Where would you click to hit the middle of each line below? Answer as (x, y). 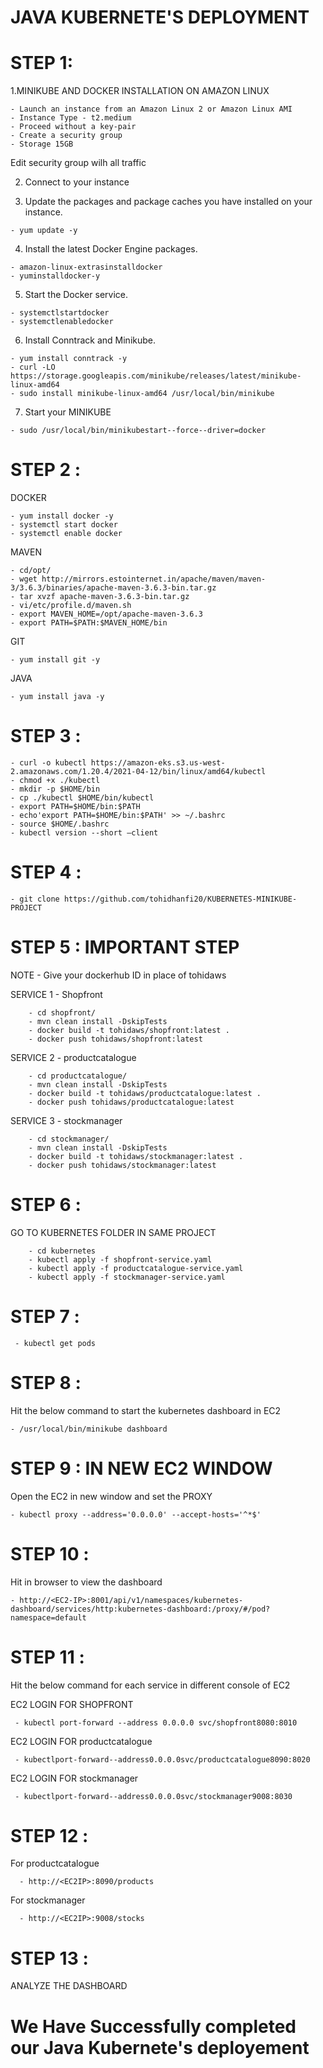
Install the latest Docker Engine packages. (111, 249)
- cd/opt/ (31, 571)
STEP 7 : (45, 1317)
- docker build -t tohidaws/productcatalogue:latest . (145, 1093)
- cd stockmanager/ (69, 1139)
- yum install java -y (57, 697)
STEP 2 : (46, 470)
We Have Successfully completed (153, 2026)
